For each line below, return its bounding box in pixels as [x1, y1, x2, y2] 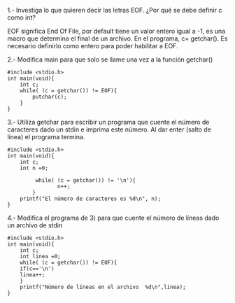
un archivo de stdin [7, 221, 63, 230]
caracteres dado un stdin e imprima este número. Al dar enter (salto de [7, 125, 212, 134]
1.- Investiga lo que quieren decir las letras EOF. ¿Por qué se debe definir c [7, 6, 222, 14]
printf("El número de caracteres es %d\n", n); [20, 195, 161, 202]
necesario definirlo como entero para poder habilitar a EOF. [7, 42, 178, 50]
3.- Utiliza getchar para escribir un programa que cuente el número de [7, 118, 210, 126]
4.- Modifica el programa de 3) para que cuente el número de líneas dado [7, 213, 220, 222]
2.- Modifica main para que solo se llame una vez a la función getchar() [7, 55, 213, 64]
